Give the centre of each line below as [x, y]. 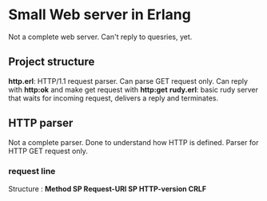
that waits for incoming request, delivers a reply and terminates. [114, 98]
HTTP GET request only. [48, 151]
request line [32, 171]
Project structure [52, 62]
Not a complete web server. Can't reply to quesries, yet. [100, 37]
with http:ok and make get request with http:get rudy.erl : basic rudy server [133, 89]
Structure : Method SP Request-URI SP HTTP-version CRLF [107, 188]
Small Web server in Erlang [100, 15]
